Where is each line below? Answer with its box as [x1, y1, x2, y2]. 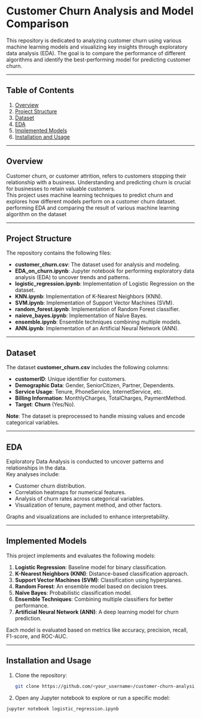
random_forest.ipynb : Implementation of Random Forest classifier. [14, 306, 180, 313]
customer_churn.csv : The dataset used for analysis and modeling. [14, 261, 181, 268]
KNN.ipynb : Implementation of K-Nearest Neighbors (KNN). [14, 293, 163, 300]
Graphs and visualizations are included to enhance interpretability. [6, 513, 169, 520]
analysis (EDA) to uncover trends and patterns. [14, 274, 130, 281]
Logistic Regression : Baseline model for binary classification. [14, 563, 167, 571]
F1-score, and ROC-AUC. [6, 632, 68, 640]
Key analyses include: [6, 471, 60, 478]
